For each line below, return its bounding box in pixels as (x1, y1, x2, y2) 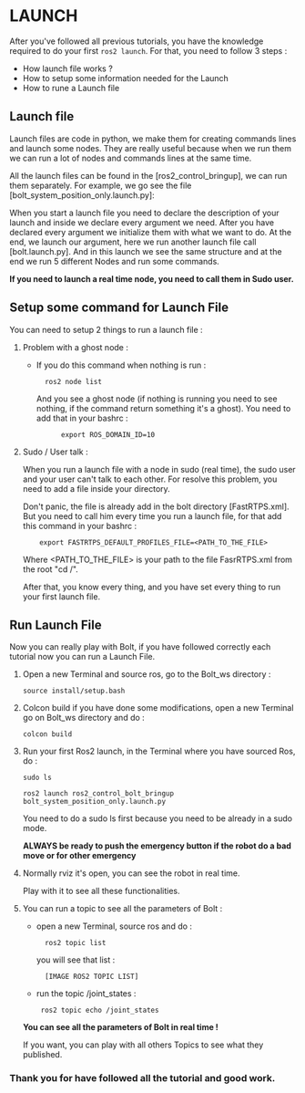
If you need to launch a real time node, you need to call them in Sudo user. (9, 273, 294, 284)
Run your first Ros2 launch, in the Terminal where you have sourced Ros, (22, 745, 296, 757)
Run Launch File (9, 617, 102, 632)
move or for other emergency (22, 850, 137, 861)
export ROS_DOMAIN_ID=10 (60, 430, 156, 439)
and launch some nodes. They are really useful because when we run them (9, 142, 291, 153)
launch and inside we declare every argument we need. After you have (9, 216, 275, 228)
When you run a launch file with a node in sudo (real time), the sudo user (22, 463, 296, 474)
